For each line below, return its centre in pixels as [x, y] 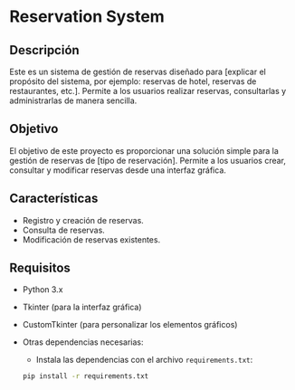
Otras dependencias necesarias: [83, 342]
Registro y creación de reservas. [83, 220]
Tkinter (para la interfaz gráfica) [82, 307]
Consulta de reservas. [64, 230]
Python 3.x [43, 290]
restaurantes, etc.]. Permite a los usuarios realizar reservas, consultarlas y [148, 91]
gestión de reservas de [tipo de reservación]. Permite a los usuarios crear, [148, 160]
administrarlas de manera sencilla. [73, 100]
